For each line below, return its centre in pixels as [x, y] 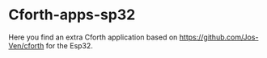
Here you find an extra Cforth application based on [93, 37]
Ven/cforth [26, 45]
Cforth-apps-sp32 [72, 15]
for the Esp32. [69, 45]
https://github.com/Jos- [219, 37]
